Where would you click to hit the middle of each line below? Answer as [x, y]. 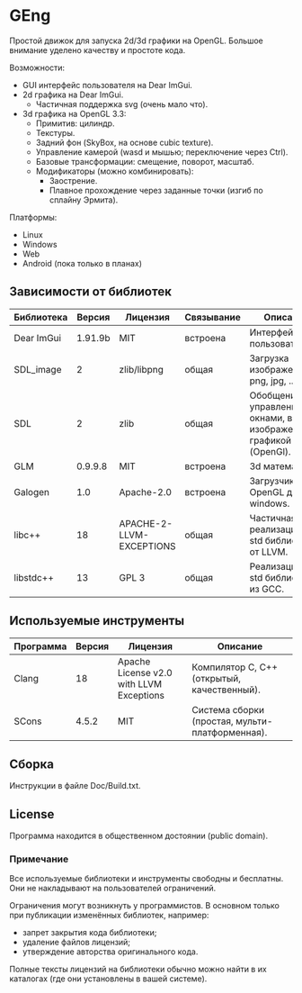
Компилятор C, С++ [235, 667]
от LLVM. [269, 552]
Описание [240, 646]
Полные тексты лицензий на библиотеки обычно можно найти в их [138, 970]
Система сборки [228, 709]
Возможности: [37, 68]
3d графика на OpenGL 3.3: [74, 113]
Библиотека [41, 317]
